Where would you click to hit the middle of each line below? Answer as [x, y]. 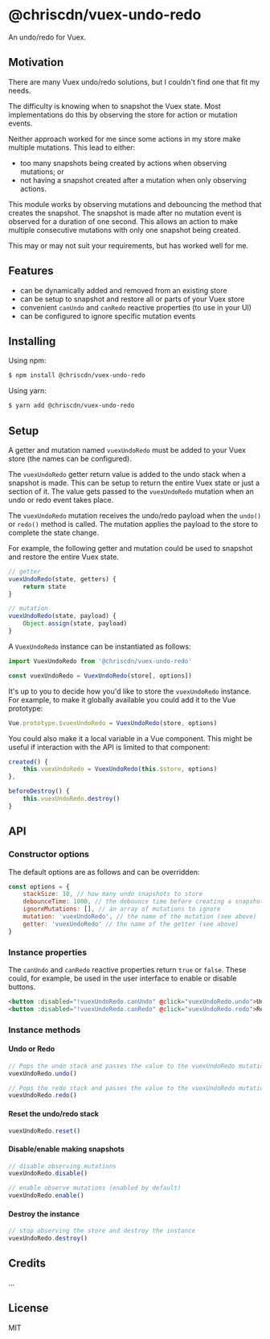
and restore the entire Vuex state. [63, 557]
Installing [32, 341]
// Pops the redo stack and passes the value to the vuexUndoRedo [122, 1088]
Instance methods [45, 1030]
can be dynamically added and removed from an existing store [123, 290]
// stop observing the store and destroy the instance [102, 1231]
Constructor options [49, 854]
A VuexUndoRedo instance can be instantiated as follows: [100, 646]
